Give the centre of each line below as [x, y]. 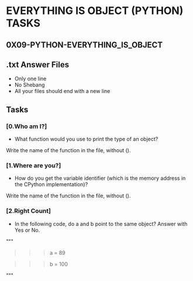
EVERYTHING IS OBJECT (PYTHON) [95, 11]
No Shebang [30, 85]
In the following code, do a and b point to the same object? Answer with [101, 224]
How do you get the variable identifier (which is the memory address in [100, 178]
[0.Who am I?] [27, 126]
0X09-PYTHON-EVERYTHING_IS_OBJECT [85, 45]
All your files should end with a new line [62, 91]
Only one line [30, 79]
